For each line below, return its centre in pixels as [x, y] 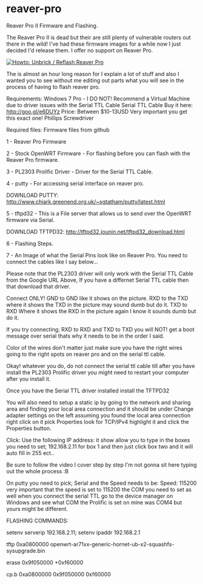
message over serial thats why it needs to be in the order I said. [85, 336]
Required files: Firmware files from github [58, 130]
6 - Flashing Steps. [30, 243]
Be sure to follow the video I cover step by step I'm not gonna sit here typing [101, 465]
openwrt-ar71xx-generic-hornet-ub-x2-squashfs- [112, 544]
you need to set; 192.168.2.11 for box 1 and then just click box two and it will [100, 447]
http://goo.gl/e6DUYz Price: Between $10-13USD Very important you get [97, 111]
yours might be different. [37, 509]
